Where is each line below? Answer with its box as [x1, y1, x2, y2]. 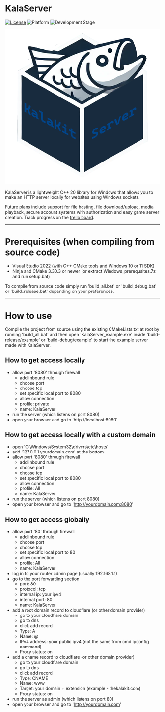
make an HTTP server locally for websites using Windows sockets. [5, 194, 140, 200]
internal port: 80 [19, 597, 53, 603]
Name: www [19, 680, 45, 686]
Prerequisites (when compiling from [5, 236, 155, 248]
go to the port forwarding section [12, 576, 80, 582]
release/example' [5, 337, 40, 343]
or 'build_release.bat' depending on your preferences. [5, 288, 114, 294]
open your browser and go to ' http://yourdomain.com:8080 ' [12, 501, 134, 507]
